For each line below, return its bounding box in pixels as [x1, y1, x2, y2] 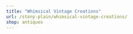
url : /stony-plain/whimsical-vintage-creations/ [6, 14, 128, 20]
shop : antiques [6, 19, 44, 25]
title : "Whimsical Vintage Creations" [6, 8, 101, 14]
